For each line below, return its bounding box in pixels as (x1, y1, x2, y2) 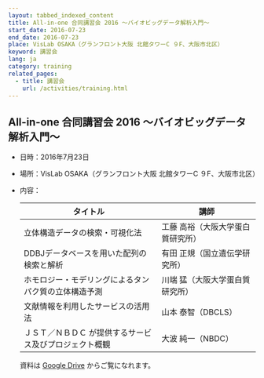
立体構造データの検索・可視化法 (23, 227, 142, 238)
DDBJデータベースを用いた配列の (23, 248, 147, 259)
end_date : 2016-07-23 (8, 33, 79, 42)
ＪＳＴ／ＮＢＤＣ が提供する (23, 327, 129, 338)
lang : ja (8, 56, 37, 64)
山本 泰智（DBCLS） (161, 307, 237, 318)
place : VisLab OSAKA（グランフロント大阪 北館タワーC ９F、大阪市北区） (8, 41, 224, 49)
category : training (8, 63, 72, 71)
